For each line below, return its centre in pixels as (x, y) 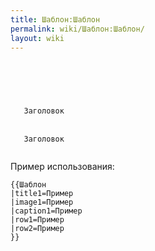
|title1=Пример (42, 194)
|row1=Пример (37, 220)
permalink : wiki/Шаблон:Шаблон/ (77, 29)
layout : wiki (37, 38)
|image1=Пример (42, 202)
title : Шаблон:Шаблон (55, 19)
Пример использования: (62, 167)
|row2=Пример (37, 229)
